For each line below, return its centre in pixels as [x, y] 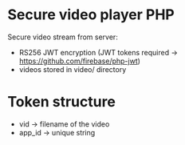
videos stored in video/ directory [73, 69]
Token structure [62, 102]
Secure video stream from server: [63, 37]
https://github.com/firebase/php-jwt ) [80, 61]
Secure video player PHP [91, 15]
